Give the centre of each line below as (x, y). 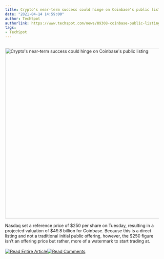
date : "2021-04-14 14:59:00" (35, 14)
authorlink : (17, 23)
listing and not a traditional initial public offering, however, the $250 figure (79, 236)
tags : (10, 28)
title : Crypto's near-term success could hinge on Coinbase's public (77, 9)
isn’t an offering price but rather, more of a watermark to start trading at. (78, 241)
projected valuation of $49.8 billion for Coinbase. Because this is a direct (78, 231)
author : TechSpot (23, 18)
